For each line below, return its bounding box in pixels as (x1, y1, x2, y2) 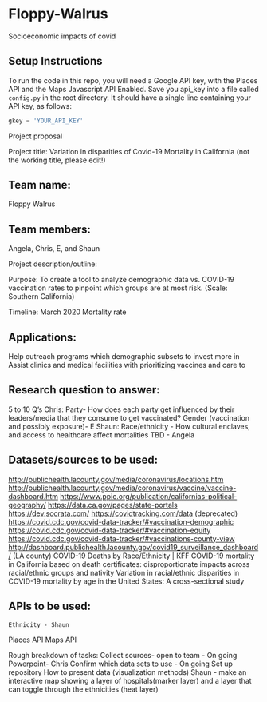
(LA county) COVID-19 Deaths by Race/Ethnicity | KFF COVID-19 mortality (12, 551, 255, 560)
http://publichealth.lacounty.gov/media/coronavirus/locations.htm (8, 474, 224, 484)
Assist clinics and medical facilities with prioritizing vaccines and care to (8, 361, 245, 370)
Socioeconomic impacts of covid (8, 31, 116, 41)
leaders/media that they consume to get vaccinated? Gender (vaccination (8, 413, 249, 422)
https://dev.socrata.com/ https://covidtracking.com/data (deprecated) (8, 509, 238, 518)
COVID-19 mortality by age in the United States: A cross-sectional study (8, 576, 245, 586)
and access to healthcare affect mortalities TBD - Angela (8, 429, 195, 440)
